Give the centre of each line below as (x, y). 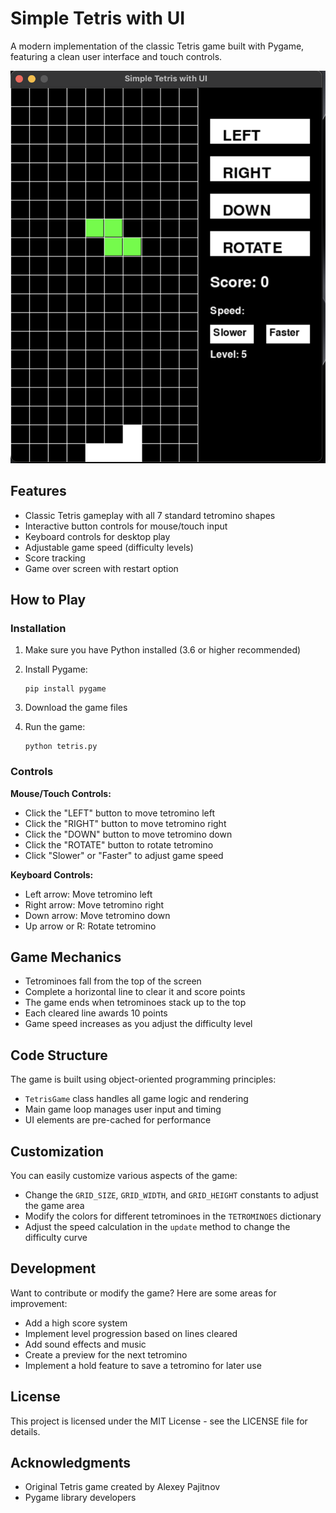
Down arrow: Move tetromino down (97, 915)
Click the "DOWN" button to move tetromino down (128, 834)
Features (38, 491)
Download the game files (76, 708)
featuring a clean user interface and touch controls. (116, 56)
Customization (57, 1151)
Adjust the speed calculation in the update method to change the (157, 1227)
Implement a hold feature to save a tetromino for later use (143, 1365)
